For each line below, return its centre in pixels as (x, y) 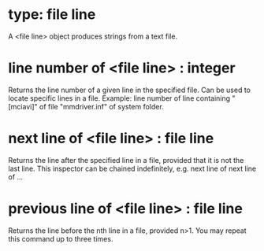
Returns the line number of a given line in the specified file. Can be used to (129, 90)
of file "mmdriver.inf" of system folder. (101, 106)
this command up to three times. (61, 238)
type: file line (52, 15)
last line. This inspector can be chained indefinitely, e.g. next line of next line (132, 168)
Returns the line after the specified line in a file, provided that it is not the (126, 160)
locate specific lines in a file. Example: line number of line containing (119, 98)
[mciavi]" (23, 106)
